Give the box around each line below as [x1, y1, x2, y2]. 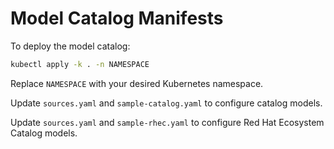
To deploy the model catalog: [10, 40, 131, 52]
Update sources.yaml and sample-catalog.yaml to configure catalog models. [10, 97, 323, 109]
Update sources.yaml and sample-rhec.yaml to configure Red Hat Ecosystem [10, 116, 325, 128]
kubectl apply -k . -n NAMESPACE [10, 59, 150, 69]
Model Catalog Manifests [10, 7, 224, 30]
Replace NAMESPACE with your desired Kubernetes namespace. [10, 77, 264, 89]
